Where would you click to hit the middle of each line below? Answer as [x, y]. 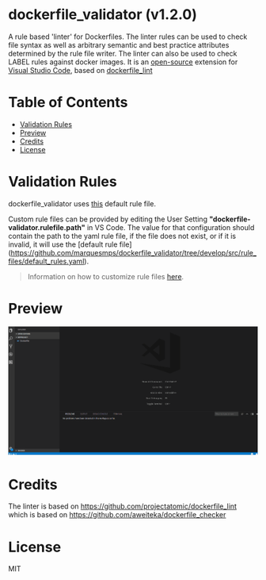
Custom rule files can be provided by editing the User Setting [108, 219]
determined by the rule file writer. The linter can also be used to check [123, 53]
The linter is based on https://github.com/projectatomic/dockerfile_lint [123, 506]
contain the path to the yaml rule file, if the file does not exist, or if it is [122, 236]
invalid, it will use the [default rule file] [70, 244]
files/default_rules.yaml [46, 261]
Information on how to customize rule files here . [106, 276]
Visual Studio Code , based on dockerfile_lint [80, 70]
